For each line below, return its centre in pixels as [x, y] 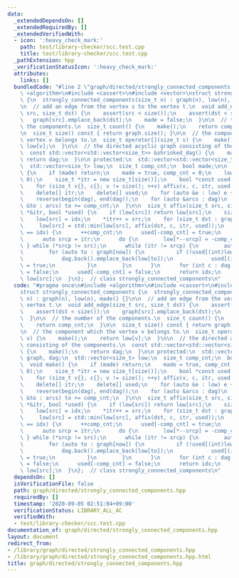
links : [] [35, 80]
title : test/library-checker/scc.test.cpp [84, 54]
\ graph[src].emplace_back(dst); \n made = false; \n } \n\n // [124, 120]
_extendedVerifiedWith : [49, 34]
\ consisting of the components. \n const [84, 345]
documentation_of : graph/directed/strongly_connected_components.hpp [113, 530]
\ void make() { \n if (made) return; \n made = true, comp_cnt [126, 365]
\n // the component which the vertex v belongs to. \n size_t [117, 332]
